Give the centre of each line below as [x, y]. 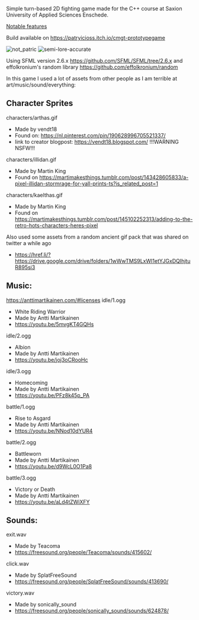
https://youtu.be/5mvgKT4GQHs [54, 324]
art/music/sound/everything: [41, 85]
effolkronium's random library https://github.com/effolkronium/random [92, 67]
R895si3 [25, 267]
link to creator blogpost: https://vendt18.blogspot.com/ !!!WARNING [97, 142]
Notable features [27, 26]
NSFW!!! [25, 148]
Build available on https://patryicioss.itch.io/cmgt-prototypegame [86, 38]
